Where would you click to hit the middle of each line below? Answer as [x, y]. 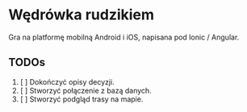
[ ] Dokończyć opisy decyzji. [67, 81]
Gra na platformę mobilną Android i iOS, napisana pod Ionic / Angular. [124, 37]
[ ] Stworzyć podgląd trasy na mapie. [82, 99]
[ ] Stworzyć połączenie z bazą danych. [86, 90]
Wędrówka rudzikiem [82, 15]
